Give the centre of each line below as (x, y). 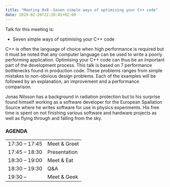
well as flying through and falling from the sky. (54, 118)
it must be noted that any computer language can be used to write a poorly (84, 54)
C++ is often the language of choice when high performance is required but (85, 49)
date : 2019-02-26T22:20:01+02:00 (41, 15)
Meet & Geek (63, 177)
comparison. (19, 86)
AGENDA (17, 131)
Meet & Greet (63, 144)
